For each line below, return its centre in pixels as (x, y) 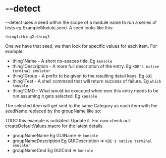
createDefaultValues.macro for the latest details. (55, 126)
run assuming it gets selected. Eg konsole (55, 96)
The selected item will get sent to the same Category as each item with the (81, 105)
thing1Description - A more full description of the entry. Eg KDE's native (86, 66)
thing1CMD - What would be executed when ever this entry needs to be (85, 90)
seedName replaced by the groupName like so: (53, 111)
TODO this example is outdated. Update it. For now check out (68, 120)
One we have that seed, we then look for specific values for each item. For (81, 46)
